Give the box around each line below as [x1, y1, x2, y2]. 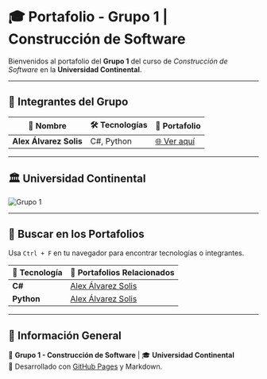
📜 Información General [8, 328, 122, 343]
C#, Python [90, 136, 133, 147]
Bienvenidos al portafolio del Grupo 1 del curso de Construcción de [8, 56, 228, 66]
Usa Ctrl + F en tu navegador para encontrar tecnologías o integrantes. [8, 248, 245, 258]
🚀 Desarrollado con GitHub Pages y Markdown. [8, 362, 163, 371]
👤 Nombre [27, 121, 68, 132]
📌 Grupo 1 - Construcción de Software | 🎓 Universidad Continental [8, 350, 234, 360]
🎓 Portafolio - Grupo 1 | [8, 8, 168, 26]
